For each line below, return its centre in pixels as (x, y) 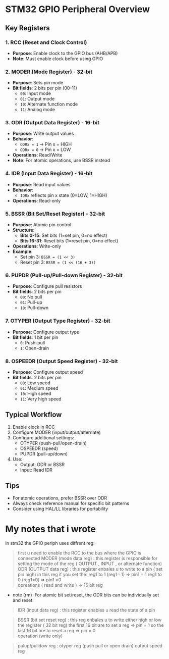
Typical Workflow (34, 415)
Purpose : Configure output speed (48, 372)
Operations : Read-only (37, 200)
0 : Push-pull (33, 342)
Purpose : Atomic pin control (42, 225)
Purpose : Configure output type (46, 332)
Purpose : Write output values (43, 134)
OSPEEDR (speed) (39, 448)
